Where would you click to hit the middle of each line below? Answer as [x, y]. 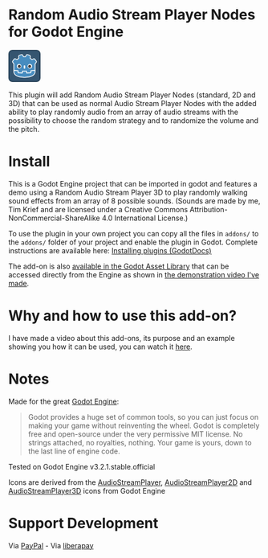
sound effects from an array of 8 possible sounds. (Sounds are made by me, [134, 201]
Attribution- [209, 209]
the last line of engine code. [74, 451]
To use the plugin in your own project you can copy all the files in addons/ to [134, 233]
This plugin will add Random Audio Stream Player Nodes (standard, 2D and [132, 95]
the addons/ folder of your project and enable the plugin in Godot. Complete [133, 242]
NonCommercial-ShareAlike [54, 218]
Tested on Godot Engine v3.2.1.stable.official [82, 466]
